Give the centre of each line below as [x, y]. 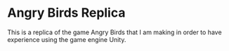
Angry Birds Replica [66, 13]
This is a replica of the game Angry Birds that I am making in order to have [115, 32]
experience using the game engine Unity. [67, 39]
